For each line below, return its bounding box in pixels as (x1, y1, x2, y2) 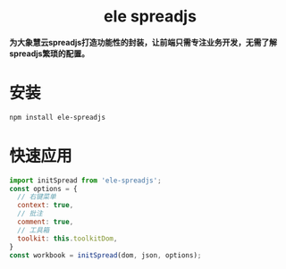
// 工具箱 (17, 225, 50, 234)
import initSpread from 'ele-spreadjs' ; (9, 176, 163, 185)
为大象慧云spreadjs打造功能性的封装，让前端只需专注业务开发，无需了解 (9, 37, 278, 47)
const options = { (9, 184, 78, 193)
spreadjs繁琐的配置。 (9, 47, 90, 59)
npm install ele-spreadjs (9, 113, 105, 122)
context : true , (17, 201, 74, 210)
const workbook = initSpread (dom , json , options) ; (9, 250, 202, 260)
